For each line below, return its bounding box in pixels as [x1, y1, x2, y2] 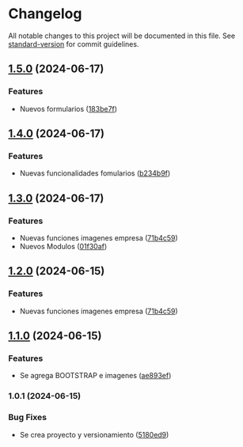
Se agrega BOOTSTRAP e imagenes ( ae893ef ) [19, 371, 172, 381]
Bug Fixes [8, 412, 47, 423]
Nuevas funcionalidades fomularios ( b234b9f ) [19, 169, 171, 178]
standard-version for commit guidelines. [8, 39, 139, 48]
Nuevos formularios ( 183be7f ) [19, 104, 117, 113]
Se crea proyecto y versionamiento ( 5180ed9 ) [19, 430, 169, 439]
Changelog [8, 5, 82, 23]
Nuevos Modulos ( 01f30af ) [19, 242, 108, 251]
